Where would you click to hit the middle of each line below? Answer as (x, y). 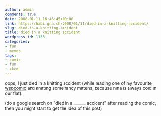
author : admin (20, 10)
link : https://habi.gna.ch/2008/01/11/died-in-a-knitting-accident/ (77, 23)
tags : (11, 55)
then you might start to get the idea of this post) (54, 108)
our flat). (14, 93)
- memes (13, 51)
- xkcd (12, 69)
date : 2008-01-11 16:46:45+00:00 (39, 19)
